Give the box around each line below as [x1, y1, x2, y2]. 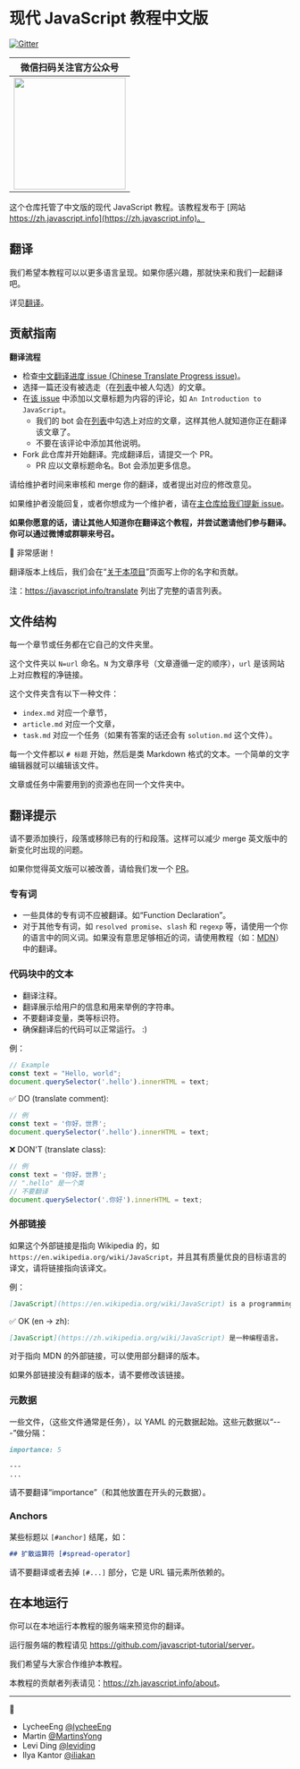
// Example [9, 1060, 50, 1069]
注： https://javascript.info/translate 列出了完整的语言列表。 [9, 585, 227, 596]
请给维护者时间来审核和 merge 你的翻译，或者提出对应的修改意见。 [9, 479, 257, 489]
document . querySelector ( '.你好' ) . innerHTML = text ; [9, 1195, 204, 1204]
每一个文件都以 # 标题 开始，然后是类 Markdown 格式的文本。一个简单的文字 [9, 749, 290, 760]
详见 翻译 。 [9, 297, 49, 308]
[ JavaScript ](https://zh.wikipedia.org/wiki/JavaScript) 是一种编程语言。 [9, 1333, 283, 1342]
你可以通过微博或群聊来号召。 [9, 528, 119, 539]
